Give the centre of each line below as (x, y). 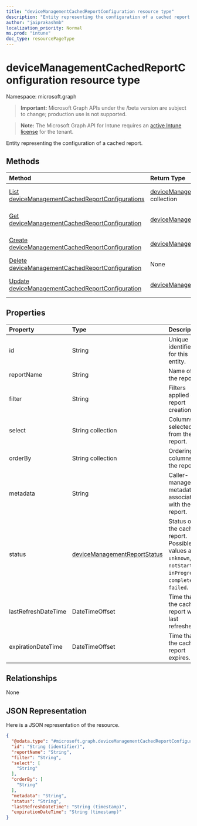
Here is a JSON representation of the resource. (63, 725)
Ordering (181, 451)
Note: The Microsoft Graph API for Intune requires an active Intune (101, 125)
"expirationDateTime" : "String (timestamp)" (67, 812)
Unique (179, 339)
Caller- (179, 475)
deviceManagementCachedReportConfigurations (77, 199)
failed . (179, 587)
